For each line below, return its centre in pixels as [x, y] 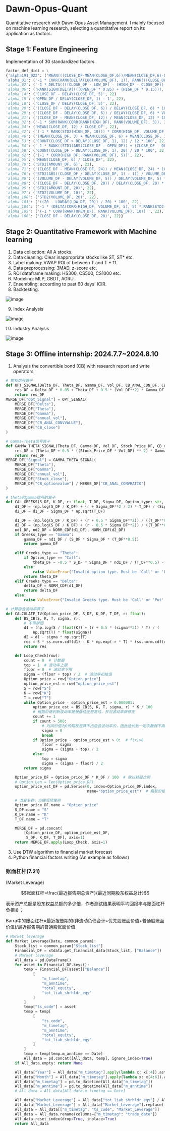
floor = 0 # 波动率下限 [48, 670]
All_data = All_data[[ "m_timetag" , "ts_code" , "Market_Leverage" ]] [87, 1109]
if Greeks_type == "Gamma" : [44, 534]
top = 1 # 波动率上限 [46, 665]
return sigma [38, 768]
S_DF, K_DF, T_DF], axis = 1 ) [55, 838]
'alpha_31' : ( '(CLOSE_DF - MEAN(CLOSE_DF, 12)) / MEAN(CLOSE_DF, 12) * [82, 117]
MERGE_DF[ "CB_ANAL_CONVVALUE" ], [49, 423]
